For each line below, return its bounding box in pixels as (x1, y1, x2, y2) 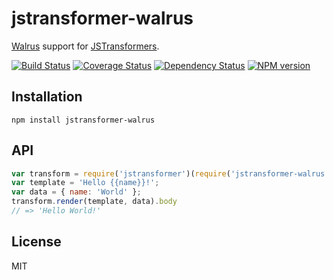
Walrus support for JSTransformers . (11, 40, 160, 52)
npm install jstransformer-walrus (11, 115, 156, 125)
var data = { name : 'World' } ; (11, 187, 142, 197)
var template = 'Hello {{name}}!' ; (11, 178, 160, 188)
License (11, 233, 62, 251)
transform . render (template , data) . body (11, 197, 178, 207)
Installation (11, 88, 83, 106)
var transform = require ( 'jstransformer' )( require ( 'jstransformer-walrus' (11, 168, 330, 179)
